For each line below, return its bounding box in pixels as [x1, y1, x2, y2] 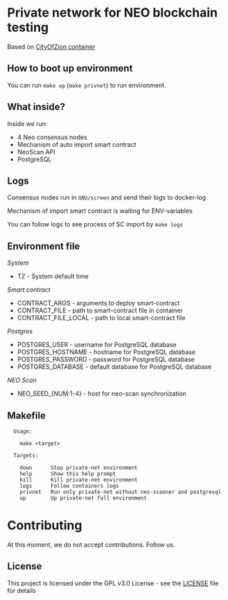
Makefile [7, 409, 46, 421]
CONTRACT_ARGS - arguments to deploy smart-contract [17, 299, 180, 308]
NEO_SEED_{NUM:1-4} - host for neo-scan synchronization [17, 389, 187, 398]
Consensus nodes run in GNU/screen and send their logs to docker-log [7, 193, 207, 202]
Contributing [7, 518, 82, 533]
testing [7, 19, 49, 35]
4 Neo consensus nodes [17, 133, 88, 141]
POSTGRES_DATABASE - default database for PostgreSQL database [17, 362, 212, 371]
